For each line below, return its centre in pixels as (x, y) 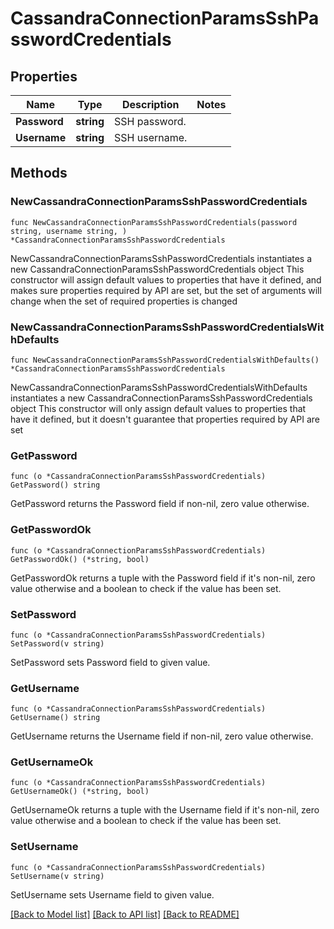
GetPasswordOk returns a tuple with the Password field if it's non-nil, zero (163, 578)
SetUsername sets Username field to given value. (112, 894)
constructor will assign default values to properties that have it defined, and (166, 279)
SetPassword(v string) (57, 643)
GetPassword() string (55, 485)
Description (150, 104)
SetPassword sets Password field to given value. (110, 662)
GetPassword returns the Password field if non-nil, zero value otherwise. (160, 504)
